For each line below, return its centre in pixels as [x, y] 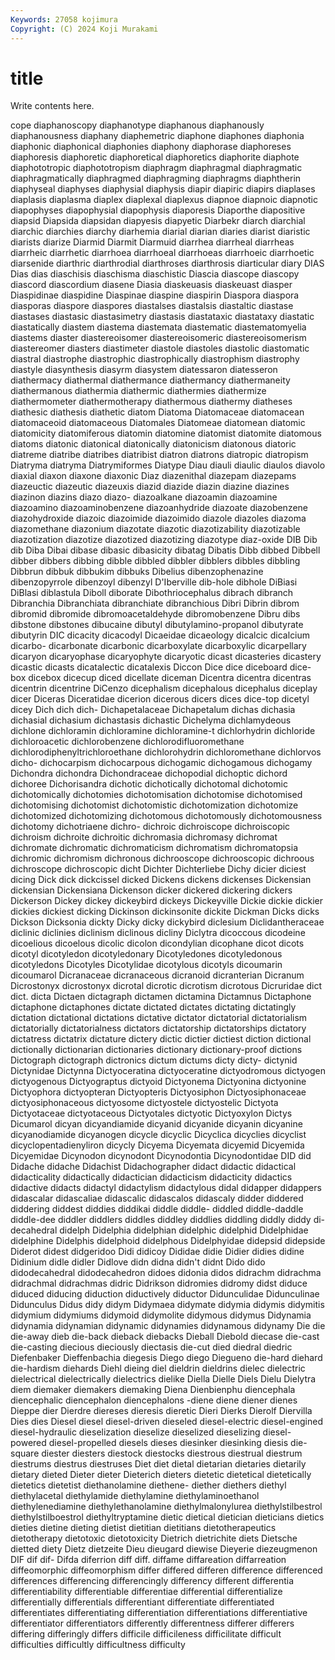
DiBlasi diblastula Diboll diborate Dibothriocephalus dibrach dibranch [152, 593]
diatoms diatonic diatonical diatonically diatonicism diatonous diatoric [153, 444]
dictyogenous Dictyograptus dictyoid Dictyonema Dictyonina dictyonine [158, 1082]
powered [28, 1443]
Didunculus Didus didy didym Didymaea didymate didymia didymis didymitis [167, 1305]
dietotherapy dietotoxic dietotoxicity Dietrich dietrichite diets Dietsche [154, 1538]
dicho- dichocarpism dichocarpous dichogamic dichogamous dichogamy [161, 763]
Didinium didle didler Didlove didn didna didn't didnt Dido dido [138, 1262]
